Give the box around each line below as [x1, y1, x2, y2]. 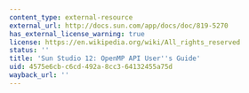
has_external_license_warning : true [9, 29, 145, 38]
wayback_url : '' [9, 71, 69, 80]
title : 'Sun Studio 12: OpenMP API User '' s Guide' [9, 54, 201, 63]
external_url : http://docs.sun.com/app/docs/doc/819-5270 [9, 21, 229, 30]
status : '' [9, 46, 50, 55]
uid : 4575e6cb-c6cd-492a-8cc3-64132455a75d [9, 63, 173, 72]
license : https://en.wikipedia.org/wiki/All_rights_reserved [9, 37, 241, 47]
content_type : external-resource [9, 12, 133, 22]
